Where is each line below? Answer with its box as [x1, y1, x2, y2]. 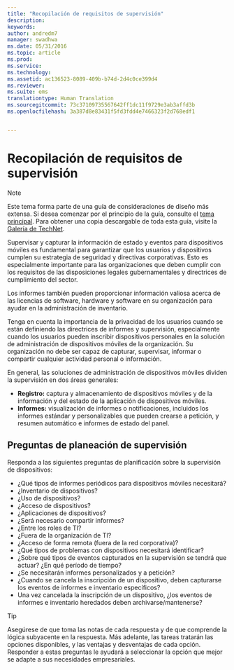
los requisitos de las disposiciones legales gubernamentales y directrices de [7, 268, 227, 276]
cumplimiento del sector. [7, 275, 78, 284]
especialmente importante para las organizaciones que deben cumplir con [7, 260, 221, 268]
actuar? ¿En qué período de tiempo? [17, 561, 122, 569]
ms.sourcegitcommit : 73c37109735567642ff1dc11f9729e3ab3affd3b [7, 102, 196, 109]
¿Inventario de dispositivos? [17, 486, 98, 495]
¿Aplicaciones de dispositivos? [17, 509, 106, 517]
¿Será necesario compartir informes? [17, 516, 124, 524]
